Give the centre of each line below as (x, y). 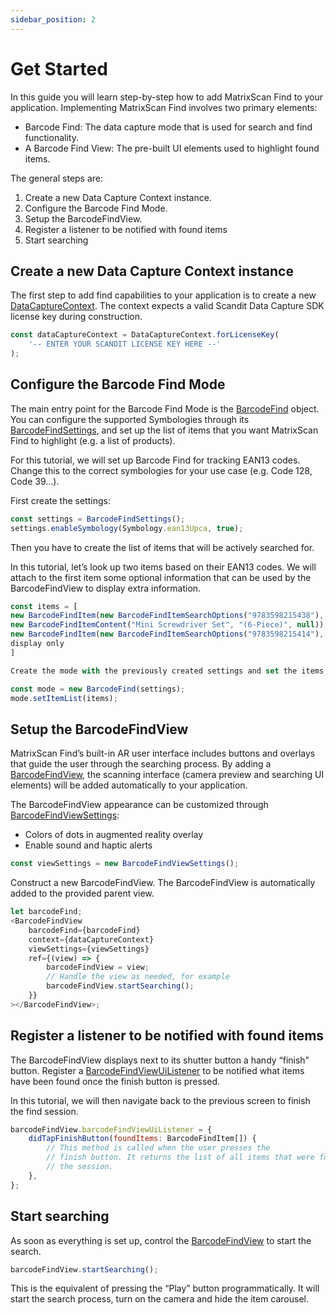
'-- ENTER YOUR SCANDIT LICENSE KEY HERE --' (125, 344)
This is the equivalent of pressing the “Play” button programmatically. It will (165, 1288)
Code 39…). (35, 481)
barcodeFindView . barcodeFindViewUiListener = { (111, 1129)
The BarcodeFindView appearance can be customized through (139, 805)
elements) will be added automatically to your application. (129, 785)
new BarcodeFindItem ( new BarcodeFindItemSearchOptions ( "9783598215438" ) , (167, 616)
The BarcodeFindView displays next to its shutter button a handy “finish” (160, 1060)
